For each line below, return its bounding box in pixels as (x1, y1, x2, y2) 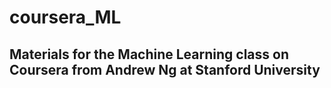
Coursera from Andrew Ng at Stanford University (9, 61, 321, 78)
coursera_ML (9, 6, 122, 29)
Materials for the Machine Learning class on (9, 46, 289, 63)
